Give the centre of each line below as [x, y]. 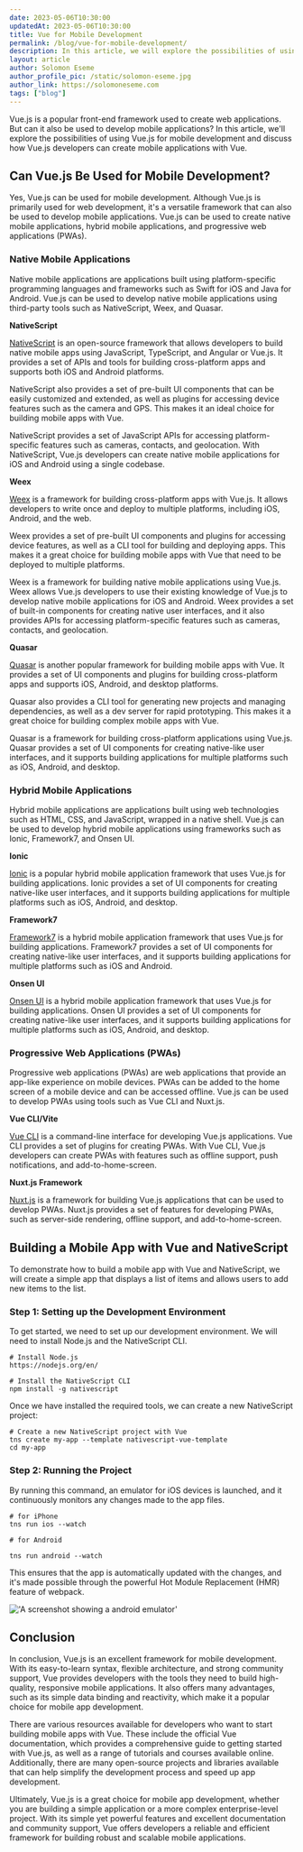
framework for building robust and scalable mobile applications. [128, 1838]
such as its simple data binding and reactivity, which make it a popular [140, 1698]
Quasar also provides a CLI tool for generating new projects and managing [147, 701]
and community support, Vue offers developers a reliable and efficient [140, 1829]
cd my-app [28, 1448]
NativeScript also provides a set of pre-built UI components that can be [142, 389]
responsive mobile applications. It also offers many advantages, [156, 1688]
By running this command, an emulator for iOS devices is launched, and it [146, 1490]
